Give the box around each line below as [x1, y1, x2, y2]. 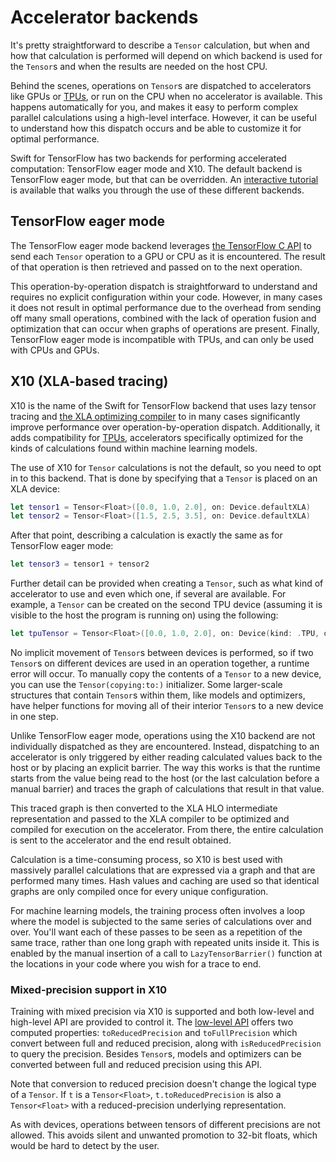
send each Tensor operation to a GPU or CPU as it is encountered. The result [10, 250, 326, 262]
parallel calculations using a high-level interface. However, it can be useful [10, 111, 317, 123]
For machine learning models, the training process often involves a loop [10, 905, 305, 917]
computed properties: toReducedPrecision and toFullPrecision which [10, 1027, 298, 1039]
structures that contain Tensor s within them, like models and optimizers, [10, 689, 306, 701]
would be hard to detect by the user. [10, 1140, 160, 1152]
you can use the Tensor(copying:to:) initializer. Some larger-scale [10, 679, 283, 691]
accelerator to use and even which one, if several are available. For [10, 588, 287, 600]
